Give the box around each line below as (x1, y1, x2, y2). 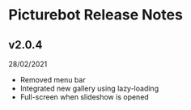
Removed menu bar (19, 75, 87, 84)
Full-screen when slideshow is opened (19, 92, 150, 102)
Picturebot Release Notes (8, 6, 184, 24)
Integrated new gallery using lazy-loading (19, 83, 159, 93)
